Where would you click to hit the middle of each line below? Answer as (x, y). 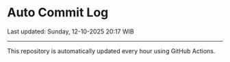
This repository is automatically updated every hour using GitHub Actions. (111, 51)
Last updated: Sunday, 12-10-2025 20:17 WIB (71, 31)
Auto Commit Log (58, 13)
